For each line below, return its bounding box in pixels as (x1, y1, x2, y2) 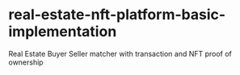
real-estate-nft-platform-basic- (8, 6, 226, 24)
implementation (8, 22, 117, 41)
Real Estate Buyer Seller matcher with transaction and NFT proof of (8, 49, 233, 58)
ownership (8, 57, 44, 67)
